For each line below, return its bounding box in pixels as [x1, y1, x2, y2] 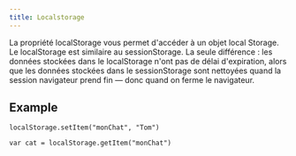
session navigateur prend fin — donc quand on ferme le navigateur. [9, 74, 254, 85]
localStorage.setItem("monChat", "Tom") [9, 123, 161, 132]
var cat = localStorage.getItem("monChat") [9, 138, 172, 148]
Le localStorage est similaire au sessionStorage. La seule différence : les [9, 46, 273, 57]
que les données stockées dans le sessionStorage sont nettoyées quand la [9, 65, 281, 76]
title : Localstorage [9, 12, 86, 22]
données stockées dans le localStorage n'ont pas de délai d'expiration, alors [9, 56, 287, 66]
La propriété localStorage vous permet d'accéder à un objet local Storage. [9, 37, 280, 48]
